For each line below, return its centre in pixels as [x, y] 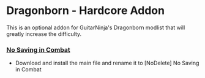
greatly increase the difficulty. [44, 34]
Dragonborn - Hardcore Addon [86, 11]
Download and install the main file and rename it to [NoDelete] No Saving [107, 63]
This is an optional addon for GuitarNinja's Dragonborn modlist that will [96, 27]
